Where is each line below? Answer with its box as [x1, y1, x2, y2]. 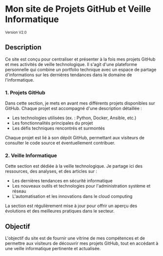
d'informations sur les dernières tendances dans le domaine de [5, 72, 132, 78]
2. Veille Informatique [5, 152, 57, 159]
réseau [12, 188, 26, 194]
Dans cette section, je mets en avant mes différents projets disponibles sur [5, 100, 155, 106]
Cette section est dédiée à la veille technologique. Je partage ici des [5, 163, 143, 169]
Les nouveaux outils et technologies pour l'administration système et [12, 183, 151, 189]
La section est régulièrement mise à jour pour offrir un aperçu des [5, 203, 138, 209]
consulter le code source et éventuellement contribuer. [5, 140, 116, 146]
